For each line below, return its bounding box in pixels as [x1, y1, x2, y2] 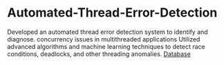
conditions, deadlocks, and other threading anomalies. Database [7, 50, 192, 58]
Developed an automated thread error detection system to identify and [7, 28, 209, 36]
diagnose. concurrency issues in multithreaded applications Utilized [7, 35, 200, 43]
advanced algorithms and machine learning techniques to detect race [7, 42, 205, 50]
